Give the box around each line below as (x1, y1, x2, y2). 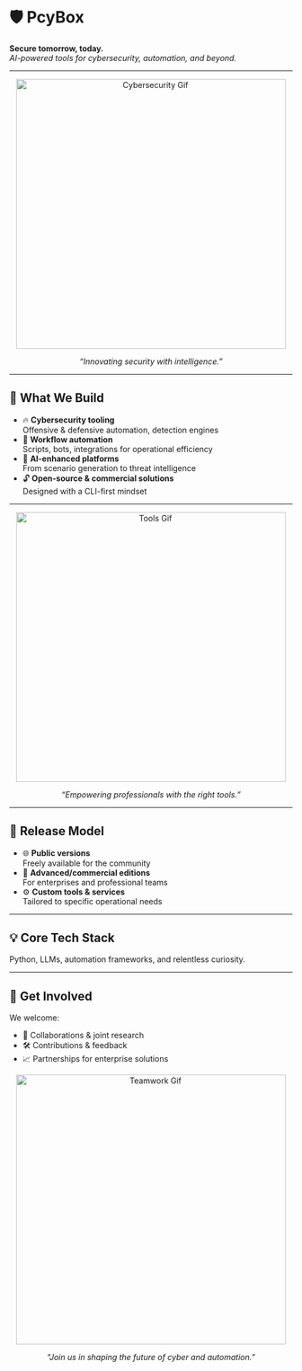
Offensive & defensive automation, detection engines (22, 424, 219, 435)
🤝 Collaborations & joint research (22, 1030, 145, 1041)
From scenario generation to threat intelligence (22, 462, 196, 473)
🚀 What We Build (9, 390, 105, 405)
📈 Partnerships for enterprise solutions (22, 1054, 169, 1064)
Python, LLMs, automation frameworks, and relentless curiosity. (9, 954, 245, 965)
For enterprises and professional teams (22, 877, 168, 887)
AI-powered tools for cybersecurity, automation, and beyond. (9, 52, 236, 63)
